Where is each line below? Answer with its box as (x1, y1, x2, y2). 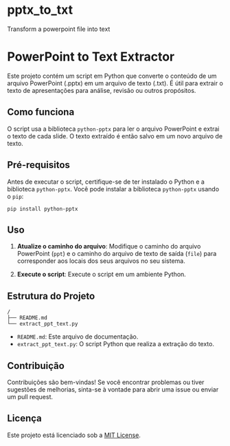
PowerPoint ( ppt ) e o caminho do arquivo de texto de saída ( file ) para (16, 250, 217, 258)
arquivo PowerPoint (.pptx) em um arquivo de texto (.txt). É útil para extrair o (7, 78, 223, 87)
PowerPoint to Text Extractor (7, 49, 175, 65)
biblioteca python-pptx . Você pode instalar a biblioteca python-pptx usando (7, 184, 220, 193)
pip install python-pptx (7, 205, 78, 212)
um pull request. (7, 392, 54, 401)
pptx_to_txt (7, 2, 73, 18)
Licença (7, 412, 43, 425)
